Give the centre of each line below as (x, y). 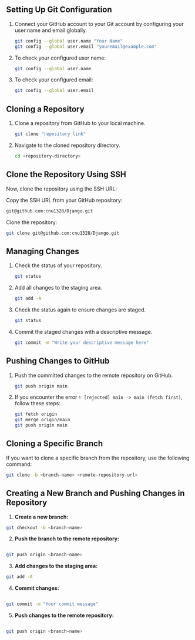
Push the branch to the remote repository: (67, 539)
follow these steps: (37, 403)
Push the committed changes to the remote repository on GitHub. (94, 375)
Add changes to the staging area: (56, 566)
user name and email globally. (51, 30)
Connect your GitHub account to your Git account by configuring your (99, 24)
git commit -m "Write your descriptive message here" (82, 342)
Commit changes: (37, 588)
